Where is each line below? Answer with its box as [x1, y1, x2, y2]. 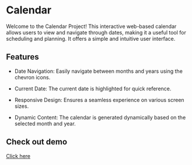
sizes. [14, 103, 29, 110]
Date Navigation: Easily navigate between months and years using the [14, 68, 183, 75]
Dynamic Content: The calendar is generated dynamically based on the [14, 114, 186, 121]
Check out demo [6, 137, 68, 147]
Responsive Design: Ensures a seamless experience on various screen [14, 96, 185, 103]
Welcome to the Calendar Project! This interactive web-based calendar [6, 23, 177, 30]
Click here [6, 152, 31, 159]
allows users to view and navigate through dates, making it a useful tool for [6, 29, 187, 36]
